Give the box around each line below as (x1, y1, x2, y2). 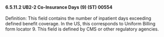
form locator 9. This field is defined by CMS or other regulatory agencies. (5, 26, 159, 32)
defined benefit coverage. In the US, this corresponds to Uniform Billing (5, 21, 156, 27)
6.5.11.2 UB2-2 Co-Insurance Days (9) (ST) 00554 (5, 4, 113, 10)
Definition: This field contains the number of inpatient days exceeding (5, 15, 152, 21)
